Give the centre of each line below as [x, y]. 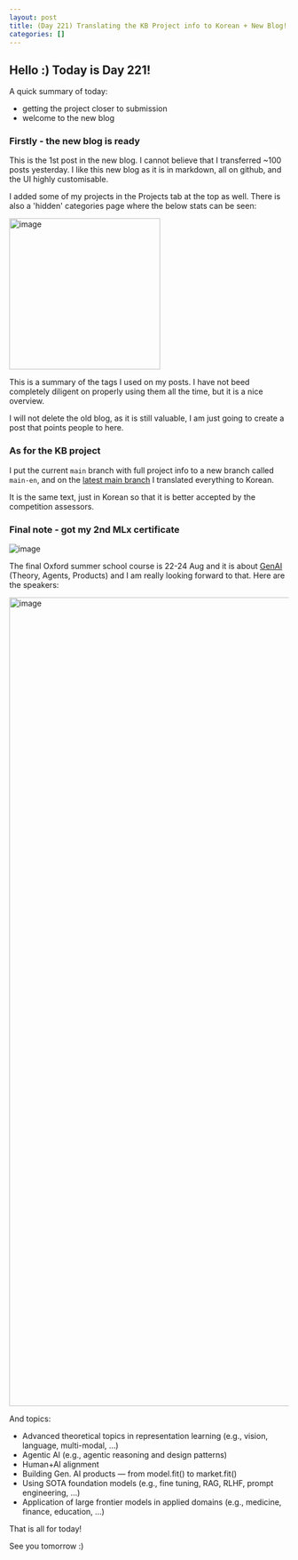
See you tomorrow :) [47, 1546]
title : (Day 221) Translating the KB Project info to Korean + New [137, 26]
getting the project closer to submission [94, 109]
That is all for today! [46, 1529]
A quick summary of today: [59, 92]
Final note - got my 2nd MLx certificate [94, 529]
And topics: [30, 1419]
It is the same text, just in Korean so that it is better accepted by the [132, 497]
